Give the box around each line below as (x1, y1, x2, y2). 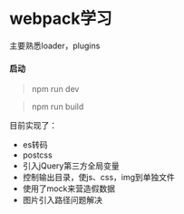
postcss (22, 149, 53, 160)
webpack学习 (9, 8, 112, 29)
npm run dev (31, 84, 80, 95)
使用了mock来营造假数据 (22, 183, 116, 194)
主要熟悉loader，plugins (9, 40, 101, 51)
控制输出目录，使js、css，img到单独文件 (22, 172, 175, 183)
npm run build (31, 101, 84, 112)
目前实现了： (9, 120, 57, 131)
